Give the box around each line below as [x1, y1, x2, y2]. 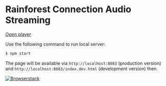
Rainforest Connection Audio [5, 4, 132, 15]
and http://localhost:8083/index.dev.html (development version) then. [5, 65, 158, 72]
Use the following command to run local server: [5, 41, 106, 47]
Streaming [5, 14, 51, 26]
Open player [5, 31, 32, 37]
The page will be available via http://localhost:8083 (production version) [5, 60, 161, 66]
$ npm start [5, 51, 31, 56]
